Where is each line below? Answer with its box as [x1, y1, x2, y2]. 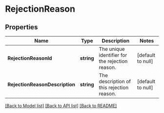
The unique [99, 45, 125, 52]
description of [99, 78, 131, 85]
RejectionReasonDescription [7, 81, 76, 88]
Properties [5, 23, 38, 31]
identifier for [99, 52, 127, 58]
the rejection [99, 58, 128, 65]
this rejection [99, 84, 129, 91]
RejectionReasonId [7, 55, 52, 62]
